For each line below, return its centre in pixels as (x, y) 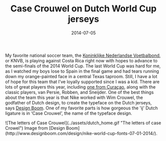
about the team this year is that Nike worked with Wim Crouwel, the (74, 97)
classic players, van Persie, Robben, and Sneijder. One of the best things (80, 92)
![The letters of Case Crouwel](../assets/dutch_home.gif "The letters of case (83, 123)
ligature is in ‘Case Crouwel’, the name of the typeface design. (69, 113)
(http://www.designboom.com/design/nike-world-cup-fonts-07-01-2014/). (81, 133)
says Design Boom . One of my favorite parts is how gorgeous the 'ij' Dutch (82, 108)
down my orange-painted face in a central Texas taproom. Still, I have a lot (81, 76)
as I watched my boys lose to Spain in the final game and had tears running (82, 71)
